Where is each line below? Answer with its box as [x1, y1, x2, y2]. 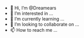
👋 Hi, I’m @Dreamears [10, 5, 57, 11]
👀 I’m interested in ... [10, 10, 53, 16]
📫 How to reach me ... [10, 27, 58, 33]
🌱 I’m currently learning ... [10, 16, 65, 22]
